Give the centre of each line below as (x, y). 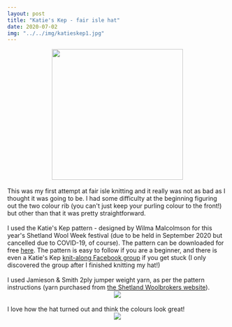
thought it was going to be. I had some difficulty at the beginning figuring (113, 199)
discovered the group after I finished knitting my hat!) (84, 265)
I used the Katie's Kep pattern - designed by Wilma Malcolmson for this (110, 228)
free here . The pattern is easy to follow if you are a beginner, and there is (113, 250)
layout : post (26, 14)
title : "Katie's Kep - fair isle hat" (64, 20)
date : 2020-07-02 (32, 26)
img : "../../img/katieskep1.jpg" (56, 33)
